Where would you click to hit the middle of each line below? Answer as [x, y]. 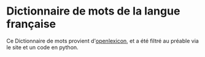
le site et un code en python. [42, 47]
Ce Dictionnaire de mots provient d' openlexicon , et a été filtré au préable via [103, 41]
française [31, 24]
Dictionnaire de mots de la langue [93, 11]
